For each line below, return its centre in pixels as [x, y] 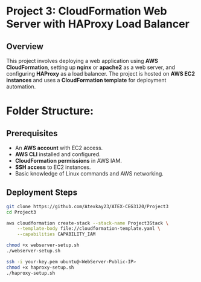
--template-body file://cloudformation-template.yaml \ [89, 229]
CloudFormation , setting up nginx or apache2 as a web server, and [91, 67]
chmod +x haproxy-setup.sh [40, 267]
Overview [25, 46]
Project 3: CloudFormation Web [87, 11]
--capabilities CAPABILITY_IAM [56, 234]
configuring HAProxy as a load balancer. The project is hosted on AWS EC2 [101, 74]
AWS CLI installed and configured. [58, 154]
